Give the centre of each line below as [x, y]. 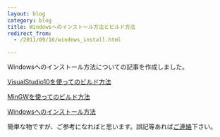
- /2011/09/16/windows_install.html [67, 40]
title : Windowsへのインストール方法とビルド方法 [72, 27]
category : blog [30, 20]
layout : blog [26, 14]
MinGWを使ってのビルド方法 [49, 97]
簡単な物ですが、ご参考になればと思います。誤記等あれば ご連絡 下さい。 [112, 126]
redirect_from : [30, 33]
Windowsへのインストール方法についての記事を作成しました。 [98, 67]
